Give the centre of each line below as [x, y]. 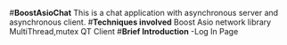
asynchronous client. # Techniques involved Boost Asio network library [140, 22]
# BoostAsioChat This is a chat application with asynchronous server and [144, 13]
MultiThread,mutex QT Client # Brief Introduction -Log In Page [124, 31]
